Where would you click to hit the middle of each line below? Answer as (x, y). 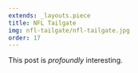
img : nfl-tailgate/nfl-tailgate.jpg (69, 30)
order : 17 (25, 38)
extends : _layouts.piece (49, 15)
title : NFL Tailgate (43, 23)
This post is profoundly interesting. (65, 60)
